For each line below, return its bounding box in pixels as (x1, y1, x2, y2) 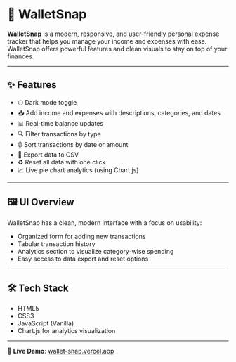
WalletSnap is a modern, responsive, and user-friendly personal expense (7, 30, 220, 38)
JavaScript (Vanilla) (17, 319, 74, 328)
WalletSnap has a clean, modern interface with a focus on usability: (7, 218, 202, 227)
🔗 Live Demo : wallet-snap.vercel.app (7, 347, 114, 356)
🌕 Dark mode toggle (17, 98, 77, 106)
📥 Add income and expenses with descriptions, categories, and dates (17, 108, 221, 117)
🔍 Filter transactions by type (17, 129, 102, 138)
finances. (7, 52, 34, 60)
